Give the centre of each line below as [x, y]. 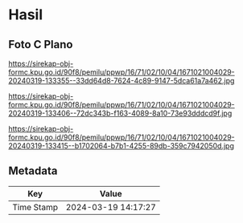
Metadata [33, 171]
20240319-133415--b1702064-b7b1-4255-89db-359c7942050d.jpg [121, 146]
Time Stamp [35, 207]
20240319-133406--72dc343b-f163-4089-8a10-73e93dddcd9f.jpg [120, 113]
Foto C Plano [41, 45]
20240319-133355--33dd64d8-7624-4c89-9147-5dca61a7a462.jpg [121, 81]
